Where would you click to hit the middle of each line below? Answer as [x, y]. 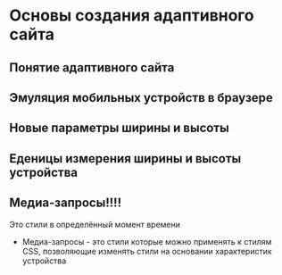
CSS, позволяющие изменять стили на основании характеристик [147, 251]
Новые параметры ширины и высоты [119, 128]
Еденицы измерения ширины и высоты [125, 158]
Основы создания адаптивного [132, 16]
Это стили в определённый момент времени [95, 224]
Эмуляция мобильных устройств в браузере [141, 98]
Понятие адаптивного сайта [92, 67]
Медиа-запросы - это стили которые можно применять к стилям [147, 241]
